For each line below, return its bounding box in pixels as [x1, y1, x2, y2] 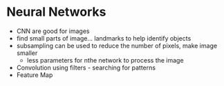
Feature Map [16, 70, 53, 79]
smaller [16, 49, 38, 57]
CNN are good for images [16, 27, 90, 35]
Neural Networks [6, 4, 106, 20]
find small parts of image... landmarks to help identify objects [16, 34, 192, 42]
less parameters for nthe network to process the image [26, 56, 184, 64]
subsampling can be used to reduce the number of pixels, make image [16, 41, 218, 50]
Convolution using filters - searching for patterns [16, 63, 156, 72]
